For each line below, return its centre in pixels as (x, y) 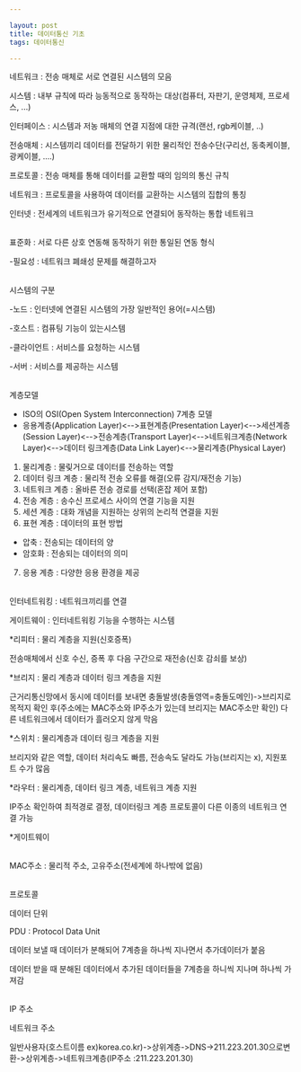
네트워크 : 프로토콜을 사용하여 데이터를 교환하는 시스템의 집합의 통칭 (128, 195)
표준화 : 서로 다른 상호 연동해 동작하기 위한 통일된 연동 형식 (112, 243)
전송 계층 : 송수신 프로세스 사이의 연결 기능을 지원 (108, 501)
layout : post (34, 25)
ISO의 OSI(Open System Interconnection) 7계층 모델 (117, 414)
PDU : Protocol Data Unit (55, 932)
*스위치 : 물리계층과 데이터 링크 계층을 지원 (84, 739)
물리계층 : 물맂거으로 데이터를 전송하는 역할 (98, 467)
